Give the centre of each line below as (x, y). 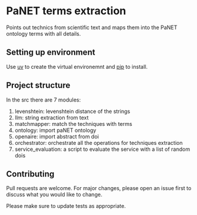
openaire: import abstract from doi (57, 136)
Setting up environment (51, 53)
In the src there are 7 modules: (44, 100)
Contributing (30, 174)
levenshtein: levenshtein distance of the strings (72, 111)
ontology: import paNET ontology (55, 130)
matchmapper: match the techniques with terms (73, 124)
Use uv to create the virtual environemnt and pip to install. (77, 67)
